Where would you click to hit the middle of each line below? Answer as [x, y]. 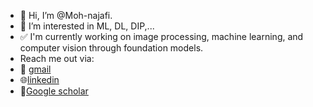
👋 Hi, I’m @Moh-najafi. [66, 15]
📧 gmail [35, 69]
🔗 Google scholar [54, 91]
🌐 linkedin [39, 79]
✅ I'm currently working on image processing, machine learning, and [161, 36]
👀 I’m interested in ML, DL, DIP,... [87, 26]
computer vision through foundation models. [111, 48]
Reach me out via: [57, 58]
